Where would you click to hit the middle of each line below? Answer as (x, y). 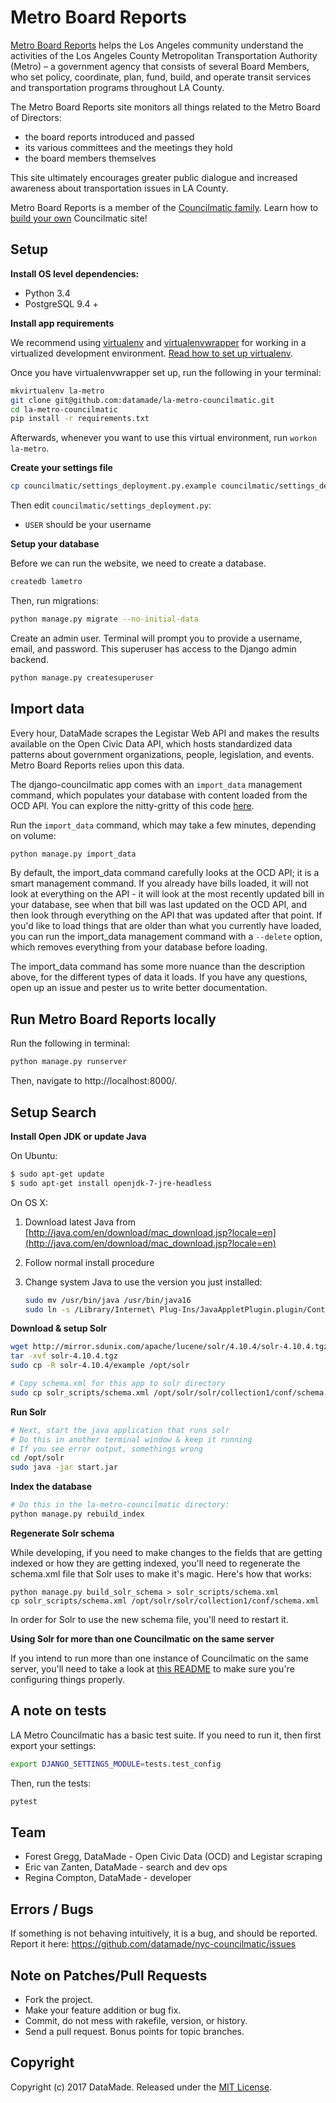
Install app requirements (62, 323)
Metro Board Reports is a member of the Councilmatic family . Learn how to (164, 207)
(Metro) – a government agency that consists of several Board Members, (160, 66)
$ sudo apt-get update (57, 1174)
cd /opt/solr (37, 1458)
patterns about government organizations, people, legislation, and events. (162, 754)
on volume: (33, 835)
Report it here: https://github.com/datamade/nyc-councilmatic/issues (153, 1944)
